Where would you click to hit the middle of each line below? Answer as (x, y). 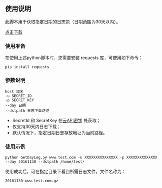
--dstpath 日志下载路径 (27, 111)
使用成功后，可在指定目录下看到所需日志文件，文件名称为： (65, 171)
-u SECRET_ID (18, 96)
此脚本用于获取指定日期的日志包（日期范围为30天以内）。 (63, 22)
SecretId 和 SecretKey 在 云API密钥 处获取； (56, 121)
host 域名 (14, 92)
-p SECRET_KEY (20, 100)
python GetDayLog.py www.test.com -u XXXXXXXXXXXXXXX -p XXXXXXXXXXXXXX (81, 157)
